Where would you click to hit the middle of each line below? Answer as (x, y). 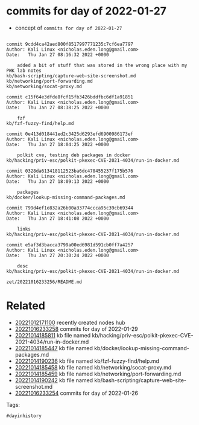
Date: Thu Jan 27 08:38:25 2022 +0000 (58, 107)
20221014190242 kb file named (54, 380)
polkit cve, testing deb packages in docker (74, 155)
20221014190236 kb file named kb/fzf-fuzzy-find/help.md (87, 361)
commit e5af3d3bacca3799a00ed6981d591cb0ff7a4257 (70, 245)
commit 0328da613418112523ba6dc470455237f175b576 (70, 171)
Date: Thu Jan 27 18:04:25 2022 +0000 (58, 144)
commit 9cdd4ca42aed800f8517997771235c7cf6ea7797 (70, 44)
